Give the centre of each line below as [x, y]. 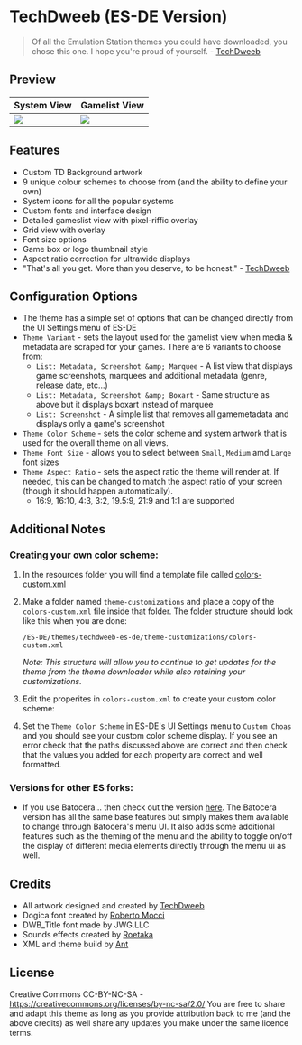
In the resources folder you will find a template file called [128, 575]
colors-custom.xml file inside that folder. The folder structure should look [158, 611]
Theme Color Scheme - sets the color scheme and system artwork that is [154, 433]
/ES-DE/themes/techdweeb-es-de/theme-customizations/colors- [140, 638]
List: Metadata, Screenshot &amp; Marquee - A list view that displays [164, 366]
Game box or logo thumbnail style [85, 249]
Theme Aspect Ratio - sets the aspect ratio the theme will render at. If [151, 472]
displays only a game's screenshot [100, 424]
